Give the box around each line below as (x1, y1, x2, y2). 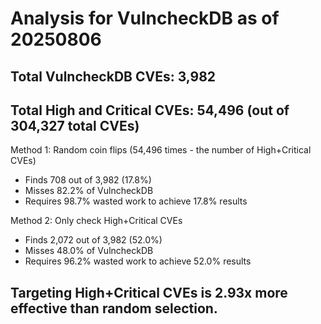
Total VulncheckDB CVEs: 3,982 (10, 68, 217, 85)
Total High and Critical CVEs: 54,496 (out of (10, 102, 290, 119)
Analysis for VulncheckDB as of (10, 7, 280, 30)
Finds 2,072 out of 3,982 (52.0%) (24, 234, 163, 246)
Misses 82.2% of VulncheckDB (24, 185, 154, 197)
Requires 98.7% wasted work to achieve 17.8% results (24, 195, 248, 207)
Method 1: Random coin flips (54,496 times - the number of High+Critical (10, 144, 312, 156)
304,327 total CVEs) (10, 117, 140, 134)
